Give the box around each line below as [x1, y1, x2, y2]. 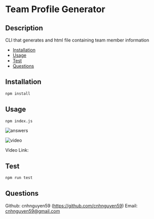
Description [5, 24, 43, 32]
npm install [5, 91, 30, 96]
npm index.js [5, 118, 33, 123]
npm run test [5, 176, 33, 181]
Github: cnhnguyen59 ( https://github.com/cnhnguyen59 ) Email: [5, 202, 138, 208]
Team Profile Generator [5, 4, 105, 15]
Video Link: [5, 147, 29, 153]
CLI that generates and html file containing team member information [5, 37, 149, 43]
